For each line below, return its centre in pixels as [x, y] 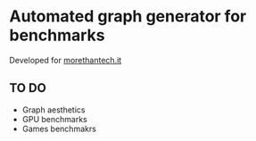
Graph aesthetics [54, 110]
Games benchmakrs [59, 129]
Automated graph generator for [128, 17]
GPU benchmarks [54, 119]
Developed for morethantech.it [66, 60]
